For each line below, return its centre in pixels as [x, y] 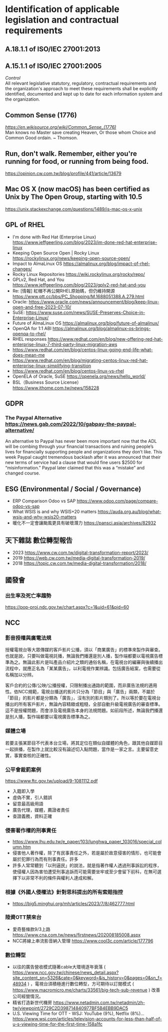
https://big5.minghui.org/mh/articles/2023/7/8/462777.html [73, 903]
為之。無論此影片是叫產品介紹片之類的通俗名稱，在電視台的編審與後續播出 [86, 662]
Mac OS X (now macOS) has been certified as [77, 189]
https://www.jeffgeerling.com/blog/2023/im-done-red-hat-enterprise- [85, 242]
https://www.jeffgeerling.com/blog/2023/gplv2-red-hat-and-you [79, 285]
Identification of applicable [62, 9]
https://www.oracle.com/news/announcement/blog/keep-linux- [94, 302]
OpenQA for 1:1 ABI [32, 328]
